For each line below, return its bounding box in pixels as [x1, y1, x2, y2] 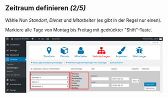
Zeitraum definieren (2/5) [5, 4, 86, 12]
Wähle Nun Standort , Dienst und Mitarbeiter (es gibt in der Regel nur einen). [5, 17, 161, 23]
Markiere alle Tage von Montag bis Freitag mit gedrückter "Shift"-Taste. [5, 27, 152, 33]
